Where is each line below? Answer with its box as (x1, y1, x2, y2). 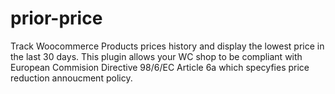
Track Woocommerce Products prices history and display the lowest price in (10, 40, 325, 52)
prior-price (10, 7, 103, 30)
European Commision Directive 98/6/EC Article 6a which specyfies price (10, 61, 310, 73)
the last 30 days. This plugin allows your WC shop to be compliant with (10, 50, 303, 62)
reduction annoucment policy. (10, 72, 133, 84)
